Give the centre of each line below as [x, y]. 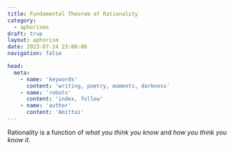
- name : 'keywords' [49, 79]
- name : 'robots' [46, 93]
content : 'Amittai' [55, 112]
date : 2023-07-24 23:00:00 [47, 47]
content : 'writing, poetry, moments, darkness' [98, 86]
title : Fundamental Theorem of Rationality [73, 14]
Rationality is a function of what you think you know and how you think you [117, 132]
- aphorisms [32, 27]
